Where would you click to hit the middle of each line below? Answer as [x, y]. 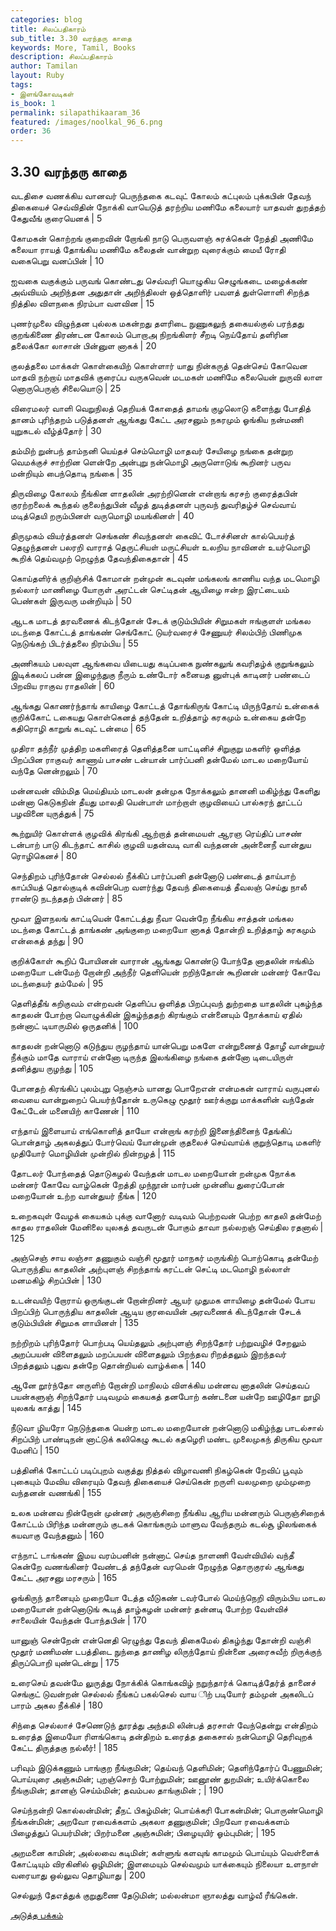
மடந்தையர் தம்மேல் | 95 [57, 983]
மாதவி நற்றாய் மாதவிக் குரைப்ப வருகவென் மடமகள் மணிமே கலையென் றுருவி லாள [166, 377]
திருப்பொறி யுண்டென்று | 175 [65, 1662]
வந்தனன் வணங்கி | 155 [56, 1492]
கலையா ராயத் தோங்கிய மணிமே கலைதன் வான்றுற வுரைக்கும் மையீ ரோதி [148, 249]
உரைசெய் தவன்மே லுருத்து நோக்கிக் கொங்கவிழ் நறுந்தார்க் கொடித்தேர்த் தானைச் [163, 1682]
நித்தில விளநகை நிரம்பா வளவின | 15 [82, 303]
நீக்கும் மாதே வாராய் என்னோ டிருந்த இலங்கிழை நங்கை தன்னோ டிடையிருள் [152, 1057]
